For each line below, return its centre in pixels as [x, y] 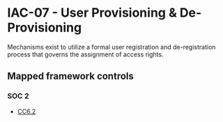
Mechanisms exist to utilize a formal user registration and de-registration [111, 47]
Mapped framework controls [71, 76]
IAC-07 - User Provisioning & [92, 13]
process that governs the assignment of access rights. [85, 54]
